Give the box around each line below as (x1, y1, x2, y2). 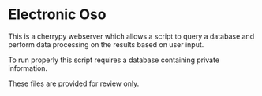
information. (8, 63, 48, 72)
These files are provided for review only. (8, 79, 140, 88)
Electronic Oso (8, 6, 107, 24)
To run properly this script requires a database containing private (8, 55, 219, 65)
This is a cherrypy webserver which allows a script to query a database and (8, 31, 255, 41)
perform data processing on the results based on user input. (8, 39, 204, 49)
